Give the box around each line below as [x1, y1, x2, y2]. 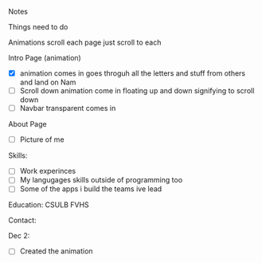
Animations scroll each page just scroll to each [8, 37, 162, 47]
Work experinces [19, 167, 76, 176]
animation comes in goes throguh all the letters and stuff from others [19, 69, 245, 78]
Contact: [8, 215, 37, 226]
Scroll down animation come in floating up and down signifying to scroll [19, 86, 255, 96]
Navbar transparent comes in [19, 104, 116, 113]
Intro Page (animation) [8, 53, 81, 62]
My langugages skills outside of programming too [19, 175, 183, 185]
